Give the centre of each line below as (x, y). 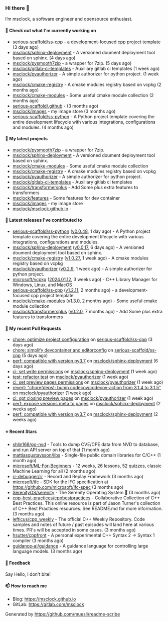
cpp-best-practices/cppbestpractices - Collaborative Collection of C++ (86, 498)
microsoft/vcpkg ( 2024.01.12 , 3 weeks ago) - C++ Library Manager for (85, 279)
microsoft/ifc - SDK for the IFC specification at (60, 482)
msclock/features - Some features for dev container (66, 198)
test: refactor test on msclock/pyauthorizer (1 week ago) (70, 377)
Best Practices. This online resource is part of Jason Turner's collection (86, 503)
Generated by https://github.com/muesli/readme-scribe (63, 614)
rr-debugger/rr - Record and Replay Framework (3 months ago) (78, 477)
